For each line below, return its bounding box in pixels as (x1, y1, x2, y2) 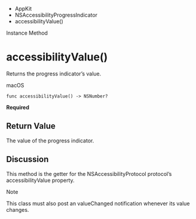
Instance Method (6, 29, 48, 36)
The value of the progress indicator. (6, 137, 94, 144)
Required (6, 104, 30, 111)
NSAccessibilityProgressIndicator (14, 11, 97, 19)
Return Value (6, 121, 56, 131)
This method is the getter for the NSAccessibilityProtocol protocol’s (6, 170, 172, 177)
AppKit (14, 5, 32, 12)
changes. (6, 206, 29, 213)
